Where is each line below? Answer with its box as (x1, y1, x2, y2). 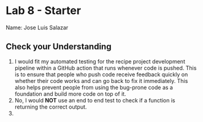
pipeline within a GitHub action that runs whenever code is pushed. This (14, 64, 197, 71)
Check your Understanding (6, 41, 112, 52)
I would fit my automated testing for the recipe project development (14, 57, 185, 65)
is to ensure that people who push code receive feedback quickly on (14, 71, 188, 78)
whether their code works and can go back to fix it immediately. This (14, 77, 188, 84)
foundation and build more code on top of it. (14, 90, 126, 98)
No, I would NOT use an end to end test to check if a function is (14, 96, 175, 104)
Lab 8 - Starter (6, 4, 81, 18)
